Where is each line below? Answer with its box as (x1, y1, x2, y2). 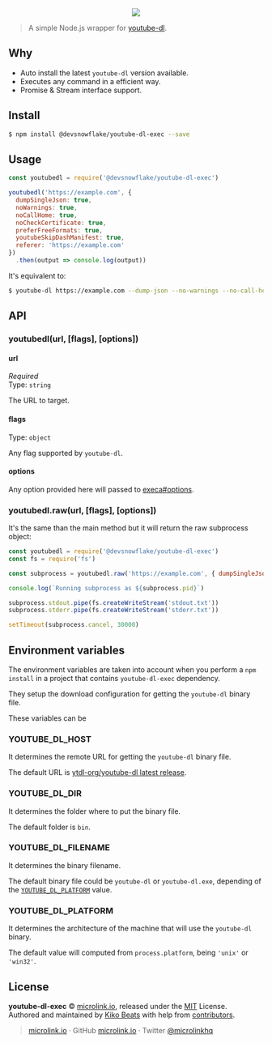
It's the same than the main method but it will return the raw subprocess (8, 523, 249, 533)
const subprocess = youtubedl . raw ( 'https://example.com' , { (8, 569, 216, 577)
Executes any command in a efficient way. (19, 76, 161, 86)
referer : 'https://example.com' (15, 241, 125, 249)
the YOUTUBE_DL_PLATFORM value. (8, 884, 113, 894)
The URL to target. (8, 396, 70, 406)
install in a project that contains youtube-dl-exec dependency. (8, 673, 221, 683)
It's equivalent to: (8, 270, 66, 280)
